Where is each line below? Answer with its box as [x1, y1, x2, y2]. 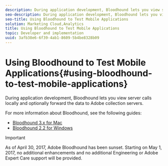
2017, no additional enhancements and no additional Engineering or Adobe [5, 149, 158, 155]
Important [5, 134, 25, 140]
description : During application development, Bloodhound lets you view [5, 7, 160, 13]
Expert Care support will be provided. [5, 155, 82, 161]
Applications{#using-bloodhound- [5, 68, 152, 79]
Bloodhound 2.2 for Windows [12, 125, 73, 131]
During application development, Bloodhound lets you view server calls [5, 95, 152, 101]
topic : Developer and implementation [5, 31, 84, 36]
